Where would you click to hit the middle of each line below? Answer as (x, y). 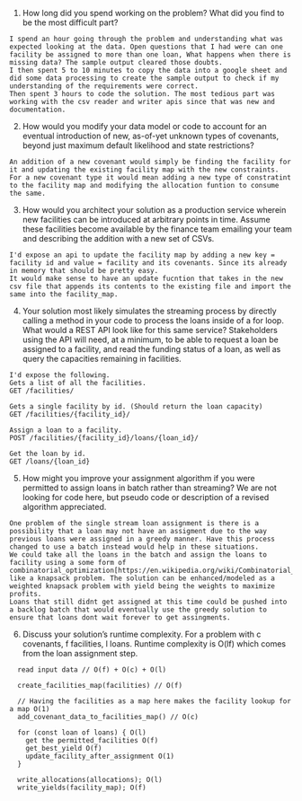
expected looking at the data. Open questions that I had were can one (146, 47)
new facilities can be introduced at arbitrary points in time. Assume (147, 220)
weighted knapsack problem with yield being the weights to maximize (142, 586)
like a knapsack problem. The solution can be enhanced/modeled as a (142, 578)
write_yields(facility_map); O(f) (82, 788)
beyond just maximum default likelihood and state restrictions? (138, 145)
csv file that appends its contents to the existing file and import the (151, 286)
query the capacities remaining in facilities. (102, 359)
